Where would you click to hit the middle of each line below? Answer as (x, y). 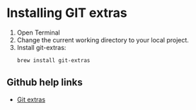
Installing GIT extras (67, 13)
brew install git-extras (53, 60)
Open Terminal (39, 32)
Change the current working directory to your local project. (103, 39)
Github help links (45, 82)
